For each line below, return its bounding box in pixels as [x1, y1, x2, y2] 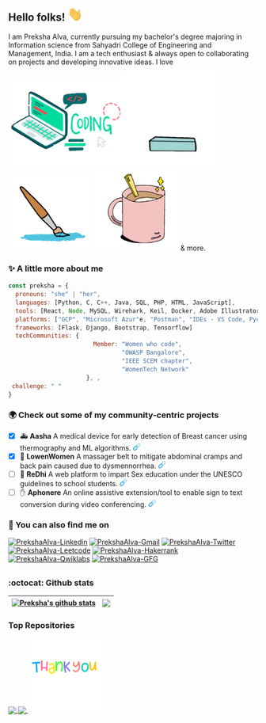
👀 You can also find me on [8, 519, 109, 530]
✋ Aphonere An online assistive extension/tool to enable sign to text [19, 487, 243, 497]
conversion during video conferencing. [19, 499, 146, 509]
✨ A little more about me [8, 263, 104, 274]
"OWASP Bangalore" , [121, 348, 186, 357]
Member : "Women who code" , [93, 341, 182, 348]
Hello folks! [8, 11, 66, 25]
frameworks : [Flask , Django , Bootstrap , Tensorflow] [15, 324, 193, 332]
